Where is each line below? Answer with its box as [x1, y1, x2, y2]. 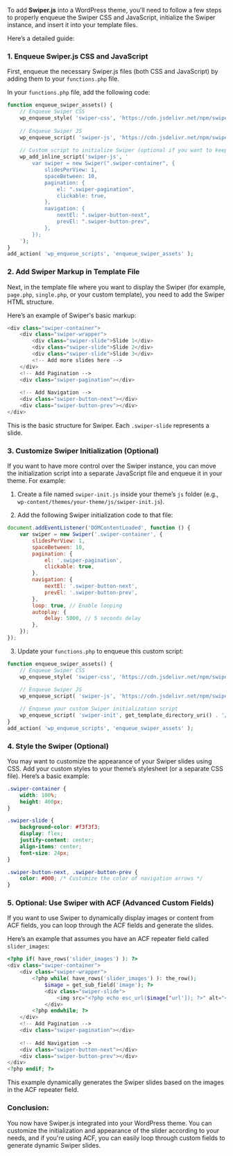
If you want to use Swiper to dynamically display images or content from [7, 914, 214, 922]
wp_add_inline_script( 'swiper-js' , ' [19, 153, 129, 161]
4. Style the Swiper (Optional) [7, 741, 109, 751]
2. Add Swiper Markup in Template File [7, 267, 140, 277]
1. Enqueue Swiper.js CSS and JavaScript [7, 52, 148, 61]
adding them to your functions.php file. [7, 74, 119, 83]
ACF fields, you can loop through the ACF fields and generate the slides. [7, 921, 214, 930]
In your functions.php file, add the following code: [7, 88, 150, 97]
